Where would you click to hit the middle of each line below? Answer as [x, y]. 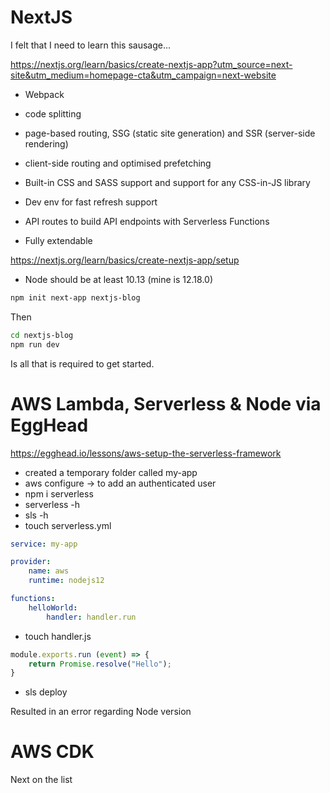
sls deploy [46, 692]
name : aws [49, 571]
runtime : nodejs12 [66, 581]
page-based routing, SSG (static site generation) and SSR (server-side [170, 133]
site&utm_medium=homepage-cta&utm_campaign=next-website [143, 75]
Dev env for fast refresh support [91, 202]
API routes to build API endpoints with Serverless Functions [147, 221]
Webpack [44, 94]
